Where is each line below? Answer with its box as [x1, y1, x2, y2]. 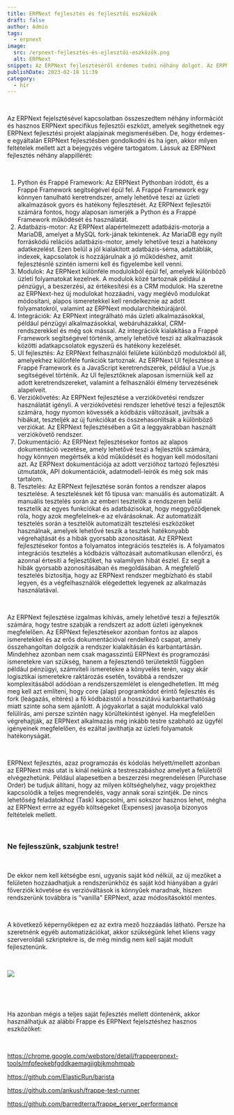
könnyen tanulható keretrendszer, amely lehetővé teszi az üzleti [17, 193, 200, 202]
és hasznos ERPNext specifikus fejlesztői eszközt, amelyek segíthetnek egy [7, 121, 225, 130]
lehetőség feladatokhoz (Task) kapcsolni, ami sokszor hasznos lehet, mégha [7, 796, 226, 805]
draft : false [7, 17, 45, 24]
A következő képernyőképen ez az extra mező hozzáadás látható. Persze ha [7, 920, 226, 929]
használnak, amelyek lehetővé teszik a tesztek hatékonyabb [17, 527, 189, 535]
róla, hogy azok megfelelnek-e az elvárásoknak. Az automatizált [17, 512, 202, 521]
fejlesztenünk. [7, 943, 48, 951]
